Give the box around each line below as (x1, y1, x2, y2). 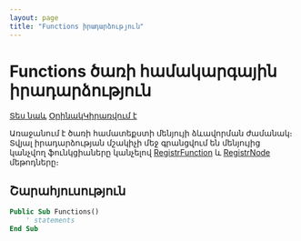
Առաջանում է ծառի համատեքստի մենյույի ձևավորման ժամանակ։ (9, 128, 293, 139)
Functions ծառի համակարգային (9, 61, 277, 82)
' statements (25, 216, 75, 226)
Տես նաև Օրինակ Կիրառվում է (9, 110, 138, 121)
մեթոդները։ (9, 156, 59, 168)
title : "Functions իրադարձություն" (9, 22, 145, 31)
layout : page (9, 13, 59, 23)
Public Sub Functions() (9, 207, 100, 216)
